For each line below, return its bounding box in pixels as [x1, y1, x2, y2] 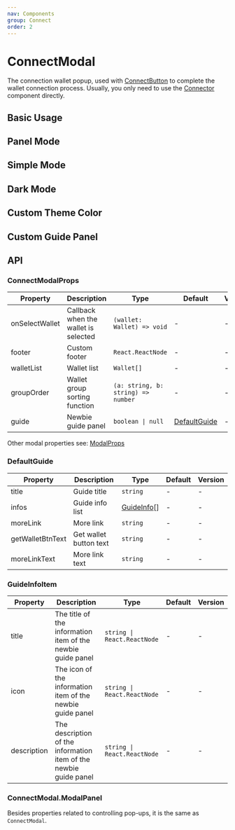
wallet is [66, 323, 94, 333]
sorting [66, 392, 90, 402]
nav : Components [7, 10, 55, 18]
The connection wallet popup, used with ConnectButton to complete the [7, 76, 215, 85]
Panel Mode [7, 136, 60, 148]
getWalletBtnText [10, 534, 66, 544]
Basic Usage [7, 111, 63, 123]
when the [66, 314, 98, 324]
